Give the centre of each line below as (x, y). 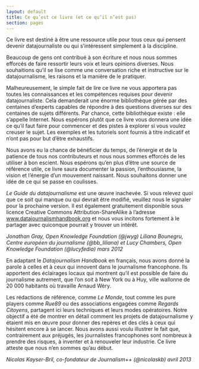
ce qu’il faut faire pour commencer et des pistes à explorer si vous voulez (96, 126)
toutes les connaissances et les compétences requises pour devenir (89, 94)
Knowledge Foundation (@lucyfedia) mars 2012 (64, 249)
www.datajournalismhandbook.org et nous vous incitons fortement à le (93, 218)
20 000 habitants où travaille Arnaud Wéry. (59, 286)
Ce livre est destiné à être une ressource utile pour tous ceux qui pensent (96, 40)
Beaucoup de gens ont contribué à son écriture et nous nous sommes (91, 58)
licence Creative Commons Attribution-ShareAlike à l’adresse (81, 212)
